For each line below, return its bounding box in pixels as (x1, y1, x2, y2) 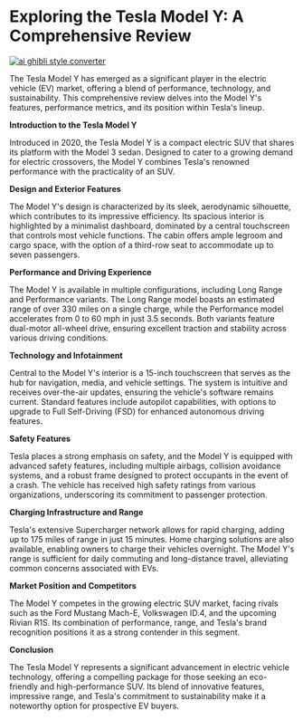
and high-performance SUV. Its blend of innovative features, (40, 681, 265, 692)
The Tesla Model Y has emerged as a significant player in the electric (9, 72, 267, 83)
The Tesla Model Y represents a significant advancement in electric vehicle (9, 661, 289, 672)
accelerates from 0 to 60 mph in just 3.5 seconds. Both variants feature (9, 312, 275, 323)
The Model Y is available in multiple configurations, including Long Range (9, 283, 283, 295)
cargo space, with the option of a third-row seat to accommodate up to (9, 239, 274, 250)
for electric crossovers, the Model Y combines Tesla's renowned (9, 156, 251, 167)
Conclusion (9, 644, 54, 655)
